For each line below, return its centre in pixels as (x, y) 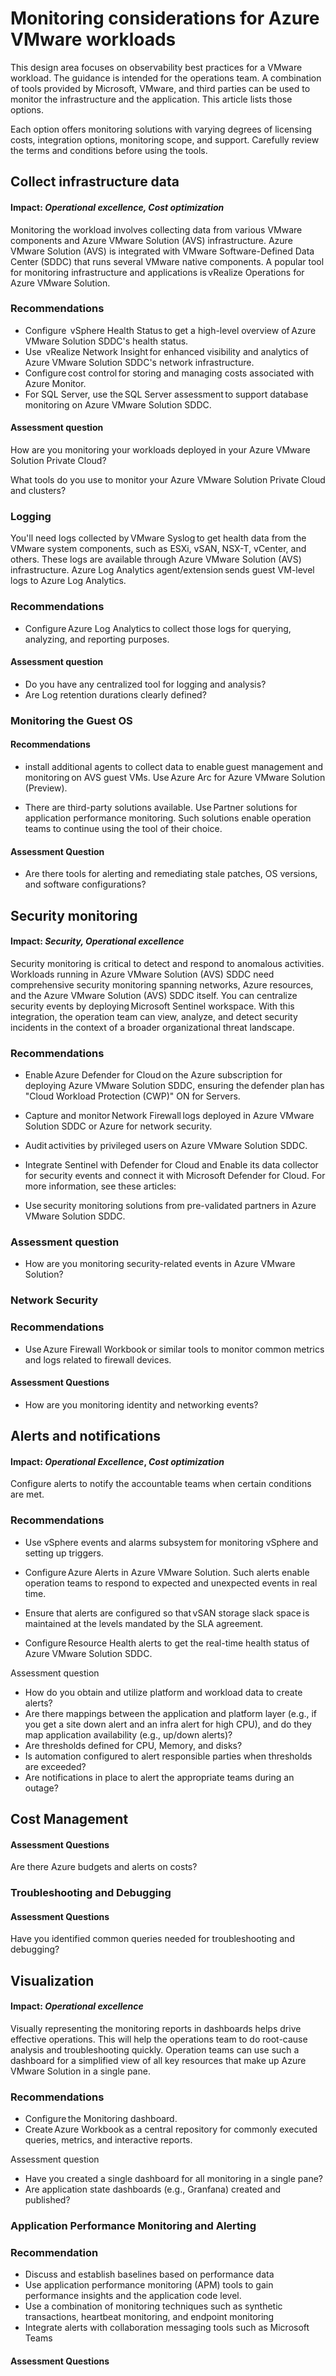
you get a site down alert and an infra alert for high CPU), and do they (168, 1724)
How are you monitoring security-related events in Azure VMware (160, 1264)
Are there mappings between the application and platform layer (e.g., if (171, 1713)
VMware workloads (93, 39)
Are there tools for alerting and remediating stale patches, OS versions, (171, 874)
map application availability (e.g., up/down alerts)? (128, 1734)
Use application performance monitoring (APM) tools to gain (149, 2285)
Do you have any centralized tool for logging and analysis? (145, 684)
